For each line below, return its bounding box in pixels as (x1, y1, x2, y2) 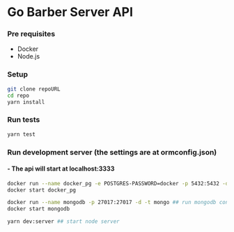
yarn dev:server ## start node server (7, 218, 120, 225)
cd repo (7, 92, 30, 99)
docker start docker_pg (7, 186, 77, 194)
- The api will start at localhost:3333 (7, 164, 115, 173)
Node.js (17, 52, 40, 61)
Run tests (7, 115, 40, 125)
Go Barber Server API (7, 4, 134, 20)
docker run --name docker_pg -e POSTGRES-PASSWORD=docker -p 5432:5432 (7, 180, 219, 187)
